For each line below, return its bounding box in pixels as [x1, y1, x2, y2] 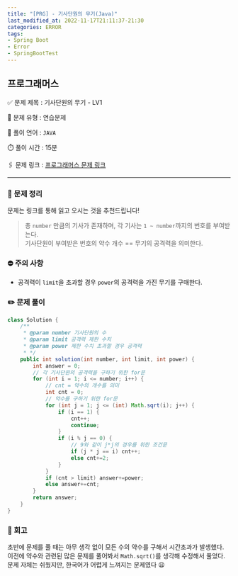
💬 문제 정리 [7, 188, 42, 198]
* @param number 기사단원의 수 [23, 329, 107, 337]
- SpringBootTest [7, 50, 59, 57]
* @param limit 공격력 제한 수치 [23, 336, 112, 344]
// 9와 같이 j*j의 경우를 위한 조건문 [70, 441, 168, 448]
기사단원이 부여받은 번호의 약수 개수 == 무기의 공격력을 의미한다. [24, 239, 203, 247]
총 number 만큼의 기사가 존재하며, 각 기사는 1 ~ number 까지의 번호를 [24, 221, 212, 230]
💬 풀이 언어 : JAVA [7, 128, 57, 137]
